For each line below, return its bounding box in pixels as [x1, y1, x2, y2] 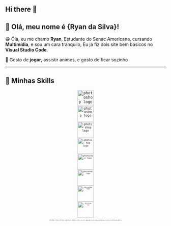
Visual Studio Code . [5, 47, 48, 53]
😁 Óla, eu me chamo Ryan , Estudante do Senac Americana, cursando [5, 36, 153, 42]
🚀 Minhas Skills [5, 76, 54, 85]
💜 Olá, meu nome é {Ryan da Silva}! [5, 22, 120, 31]
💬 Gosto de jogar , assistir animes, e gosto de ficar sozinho [5, 57, 128, 63]
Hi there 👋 [5, 5, 37, 14]
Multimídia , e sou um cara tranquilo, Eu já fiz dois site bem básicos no [5, 41, 153, 47]
